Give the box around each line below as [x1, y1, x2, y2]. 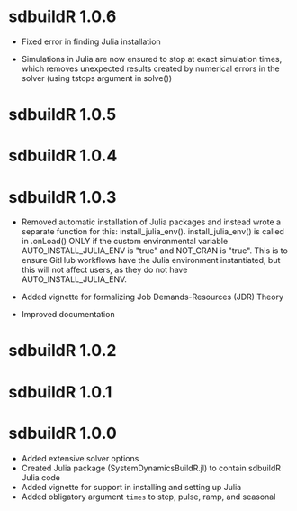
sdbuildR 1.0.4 [8, 146, 118, 166]
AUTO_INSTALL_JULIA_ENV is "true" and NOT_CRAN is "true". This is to [21, 245, 289, 256]
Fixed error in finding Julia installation [21, 36, 161, 47]
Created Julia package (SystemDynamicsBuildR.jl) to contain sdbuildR [21, 462, 281, 473]
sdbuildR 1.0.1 [8, 381, 112, 402]
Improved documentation [21, 309, 115, 320]
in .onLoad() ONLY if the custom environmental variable [21, 236, 229, 247]
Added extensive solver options [21, 452, 139, 463]
